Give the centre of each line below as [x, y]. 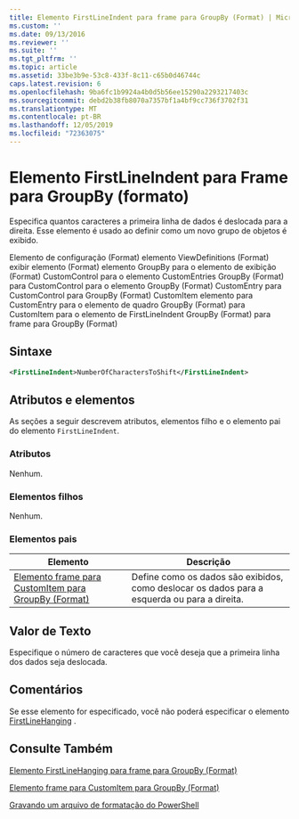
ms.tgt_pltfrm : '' [43, 59]
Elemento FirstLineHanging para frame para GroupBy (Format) [123, 770]
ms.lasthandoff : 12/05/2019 [61, 126]
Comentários [46, 690]
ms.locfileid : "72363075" [57, 134]
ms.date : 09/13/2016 [48, 34]
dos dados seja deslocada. [59, 662]
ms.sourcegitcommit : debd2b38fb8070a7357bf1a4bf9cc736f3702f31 [129, 100]
